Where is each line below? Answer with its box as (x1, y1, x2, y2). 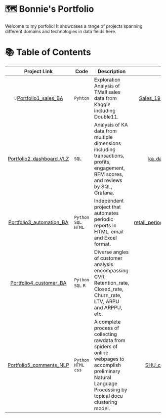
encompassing (94, 267, 128, 274)
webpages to (94, 355, 124, 362)
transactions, (94, 152, 124, 159)
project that (94, 203, 121, 210)
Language (94, 380, 118, 387)
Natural (94, 374, 111, 380)
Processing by (94, 386, 127, 393)
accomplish (94, 361, 121, 368)
